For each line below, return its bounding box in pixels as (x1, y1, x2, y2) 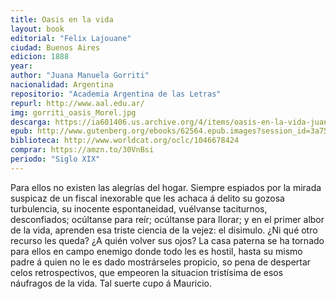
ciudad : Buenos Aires (10, 42, 101, 53)
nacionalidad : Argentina (10, 80, 114, 90)
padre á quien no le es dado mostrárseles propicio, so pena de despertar (10, 256, 312, 268)
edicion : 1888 (10, 52, 70, 62)
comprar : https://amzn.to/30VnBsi (10, 145, 155, 155)
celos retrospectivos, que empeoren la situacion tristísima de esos (10, 266, 284, 278)
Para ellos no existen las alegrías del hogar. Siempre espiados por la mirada (10, 181, 322, 193)
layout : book (10, 24, 65, 34)
